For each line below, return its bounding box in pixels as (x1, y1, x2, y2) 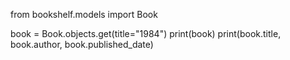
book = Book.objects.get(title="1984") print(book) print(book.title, (10, 28, 282, 39)
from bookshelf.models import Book (10, 9, 158, 20)
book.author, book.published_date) (10, 39, 154, 50)
